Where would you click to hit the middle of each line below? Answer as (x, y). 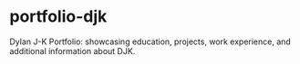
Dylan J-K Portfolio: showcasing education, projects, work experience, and (150, 41)
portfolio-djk (58, 17)
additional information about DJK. (72, 50)
